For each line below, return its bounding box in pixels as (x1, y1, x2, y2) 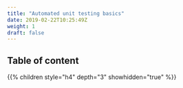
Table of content (7, 54, 79, 66)
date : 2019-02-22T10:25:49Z (7, 16, 88, 23)
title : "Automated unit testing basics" (7, 10, 125, 17)
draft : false (7, 29, 45, 36)
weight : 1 (7, 23, 36, 30)
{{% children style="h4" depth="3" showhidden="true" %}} (7, 73, 177, 81)
